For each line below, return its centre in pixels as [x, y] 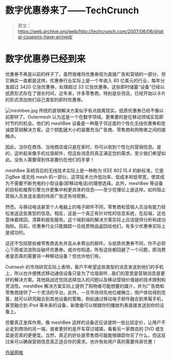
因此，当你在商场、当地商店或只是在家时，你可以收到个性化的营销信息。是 [83, 147]
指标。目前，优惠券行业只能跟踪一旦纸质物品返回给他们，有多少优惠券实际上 [85, 226]
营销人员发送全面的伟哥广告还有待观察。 [48, 196]
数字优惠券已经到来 [46, 59]
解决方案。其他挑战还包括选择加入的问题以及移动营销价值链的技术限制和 [90, 279]
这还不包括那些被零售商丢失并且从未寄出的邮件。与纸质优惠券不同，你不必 [83, 243]
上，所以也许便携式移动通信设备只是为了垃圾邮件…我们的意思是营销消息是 [83, 273]
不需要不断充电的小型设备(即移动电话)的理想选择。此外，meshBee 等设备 [86, 183]
